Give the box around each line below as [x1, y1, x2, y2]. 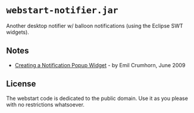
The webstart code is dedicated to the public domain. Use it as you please [6, 95, 189, 102]
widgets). [6, 29, 30, 36]
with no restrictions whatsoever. [6, 101, 85, 108]
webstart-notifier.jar [6, 5, 118, 16]
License [6, 79, 36, 89]
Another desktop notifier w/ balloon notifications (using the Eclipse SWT [6, 22, 183, 29]
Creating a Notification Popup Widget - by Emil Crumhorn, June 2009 [14, 61, 186, 68]
